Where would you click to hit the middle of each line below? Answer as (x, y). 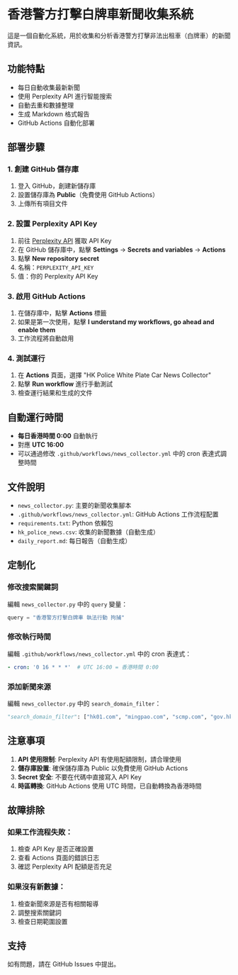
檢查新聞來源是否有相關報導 (58, 903)
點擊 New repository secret (58, 258)
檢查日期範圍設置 (42, 921)
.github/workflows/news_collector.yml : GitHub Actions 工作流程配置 (118, 514)
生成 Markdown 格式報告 (53, 113)
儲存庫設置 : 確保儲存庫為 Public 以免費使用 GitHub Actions (103, 768)
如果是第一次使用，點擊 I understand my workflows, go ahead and (116, 322)
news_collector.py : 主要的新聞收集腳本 (74, 505)
